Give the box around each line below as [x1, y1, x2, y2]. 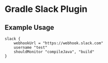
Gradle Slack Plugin [4, 3, 88, 15]
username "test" [13, 45, 48, 50]
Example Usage [4, 23, 54, 32]
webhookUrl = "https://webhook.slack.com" [13, 41, 103, 46]
